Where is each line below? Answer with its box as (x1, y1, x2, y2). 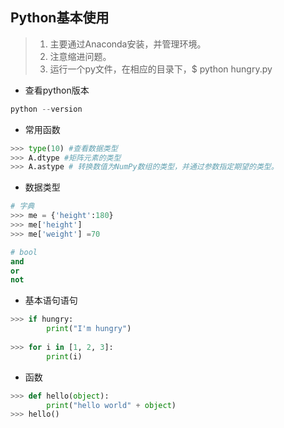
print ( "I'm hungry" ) (46, 324, 132, 334)
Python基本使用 (10, 9, 110, 27)
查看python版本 (24, 84, 90, 96)
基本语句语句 (24, 294, 78, 307)
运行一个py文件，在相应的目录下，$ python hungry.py (49, 63, 273, 75)
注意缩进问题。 (49, 50, 112, 62)
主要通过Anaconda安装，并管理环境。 (49, 38, 207, 50)
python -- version (10, 104, 83, 114)
